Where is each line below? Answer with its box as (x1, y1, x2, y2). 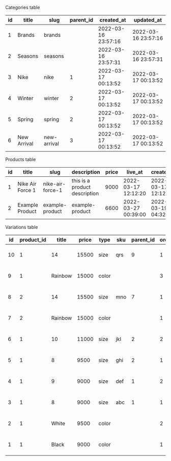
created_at (99, 16, 126, 24)
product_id (19, 236, 47, 243)
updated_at (133, 16, 162, 24)
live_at (126, 169, 143, 175)
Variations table (5, 224, 38, 230)
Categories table (5, 5, 40, 10)
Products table (5, 156, 36, 163)
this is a (71, 177, 90, 184)
